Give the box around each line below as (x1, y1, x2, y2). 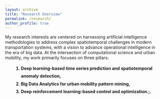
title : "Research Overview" (5, 12, 62, 17)
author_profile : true (5, 20, 49, 26)
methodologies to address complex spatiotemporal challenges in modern (5, 40, 152, 45)
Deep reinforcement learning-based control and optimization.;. (20, 88, 152, 94)
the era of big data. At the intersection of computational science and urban (5, 50, 155, 56)
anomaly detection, (20, 73, 61, 79)
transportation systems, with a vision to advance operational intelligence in (5, 44, 156, 50)
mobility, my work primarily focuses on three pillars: (5, 55, 109, 61)
